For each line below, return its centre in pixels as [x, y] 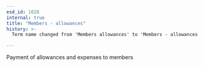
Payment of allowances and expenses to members [70, 57]
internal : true [26, 18]
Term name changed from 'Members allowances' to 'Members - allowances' [106, 35]
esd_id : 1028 [23, 12]
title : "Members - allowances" [46, 23]
